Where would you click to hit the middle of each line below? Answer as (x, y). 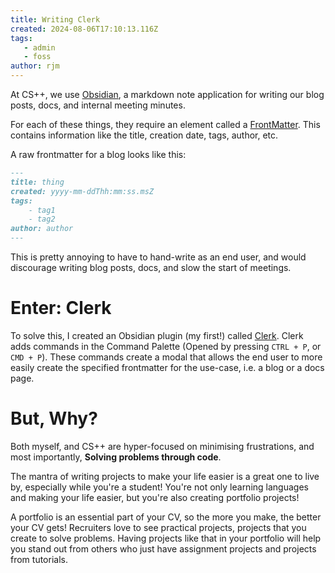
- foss (37, 57)
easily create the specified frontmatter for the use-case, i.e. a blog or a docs (167, 367)
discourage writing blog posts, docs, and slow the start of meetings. (151, 267)
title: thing (37, 182)
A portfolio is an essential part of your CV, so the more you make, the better (166, 517)
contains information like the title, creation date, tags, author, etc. (144, 135)
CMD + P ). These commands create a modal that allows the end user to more (166, 357)
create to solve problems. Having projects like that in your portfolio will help (166, 538)
